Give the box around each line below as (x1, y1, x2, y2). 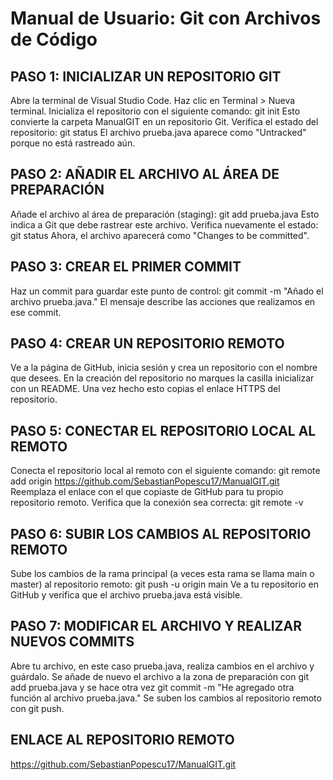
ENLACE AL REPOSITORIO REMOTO (10, 732, 235, 749)
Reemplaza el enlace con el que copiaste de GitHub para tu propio (10, 486, 284, 498)
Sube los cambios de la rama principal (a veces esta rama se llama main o (10, 568, 315, 580)
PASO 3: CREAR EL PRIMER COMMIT (10, 258, 242, 276)
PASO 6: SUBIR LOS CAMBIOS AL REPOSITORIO (10, 525, 312, 542)
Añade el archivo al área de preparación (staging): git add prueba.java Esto (10, 208, 320, 220)
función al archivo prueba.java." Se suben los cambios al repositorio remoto (10, 692, 322, 704)
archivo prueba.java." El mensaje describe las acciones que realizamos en (10, 295, 316, 307)
